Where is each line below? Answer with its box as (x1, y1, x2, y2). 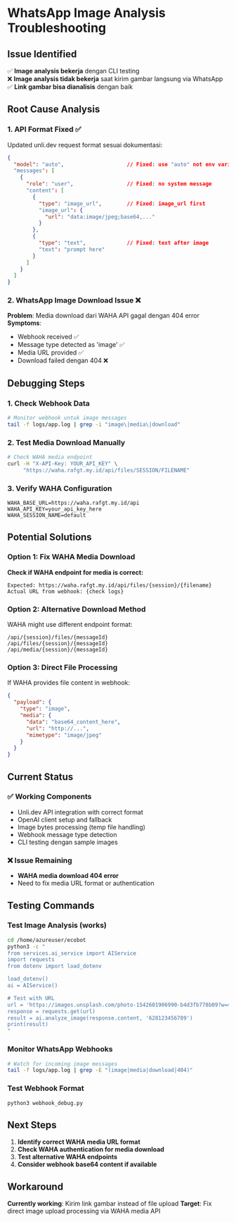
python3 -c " (7, 943, 46, 950)
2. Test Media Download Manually (7, 437, 126, 447)
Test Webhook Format (7, 1084, 84, 1094)
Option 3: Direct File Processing (7, 663, 118, 673)
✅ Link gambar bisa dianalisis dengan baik (7, 83, 133, 91)
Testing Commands (7, 899, 95, 911)
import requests (7, 956, 55, 963)
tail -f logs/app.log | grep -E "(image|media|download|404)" (7, 1067, 193, 1074)
